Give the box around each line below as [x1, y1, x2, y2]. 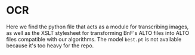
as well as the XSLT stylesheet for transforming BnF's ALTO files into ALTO [6, 29, 190, 36]
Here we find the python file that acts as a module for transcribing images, [6, 23, 189, 30]
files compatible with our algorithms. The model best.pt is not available [6, 35, 182, 43]
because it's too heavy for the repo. [6, 42, 94, 49]
